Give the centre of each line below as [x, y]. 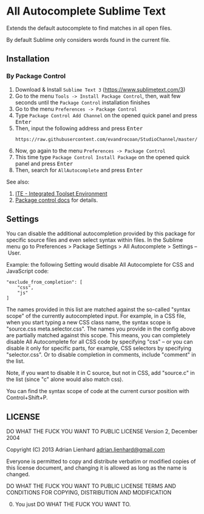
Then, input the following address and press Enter [79, 128]
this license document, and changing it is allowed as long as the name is [97, 468]
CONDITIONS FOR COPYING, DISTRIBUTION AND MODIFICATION [89, 493]
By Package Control [36, 76]
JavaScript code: [28, 271]
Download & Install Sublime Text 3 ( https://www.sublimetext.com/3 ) [100, 89]
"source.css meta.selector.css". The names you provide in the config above [101, 329]
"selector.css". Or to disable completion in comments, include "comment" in [101, 355]
